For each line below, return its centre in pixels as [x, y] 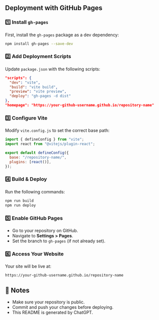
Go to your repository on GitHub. [45, 230]
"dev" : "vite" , [25, 83]
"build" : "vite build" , [34, 87]
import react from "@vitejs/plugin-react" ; [50, 144]
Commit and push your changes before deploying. [63, 307]
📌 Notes [17, 290]
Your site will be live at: [28, 266]
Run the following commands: [35, 192]
